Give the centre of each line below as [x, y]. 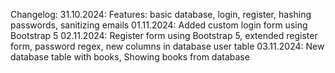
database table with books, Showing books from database [130, 57]
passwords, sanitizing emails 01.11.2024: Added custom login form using [159, 25]
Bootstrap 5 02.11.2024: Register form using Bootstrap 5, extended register [164, 35]
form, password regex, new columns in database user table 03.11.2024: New [167, 46]
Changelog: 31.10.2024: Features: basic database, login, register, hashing [161, 14]
